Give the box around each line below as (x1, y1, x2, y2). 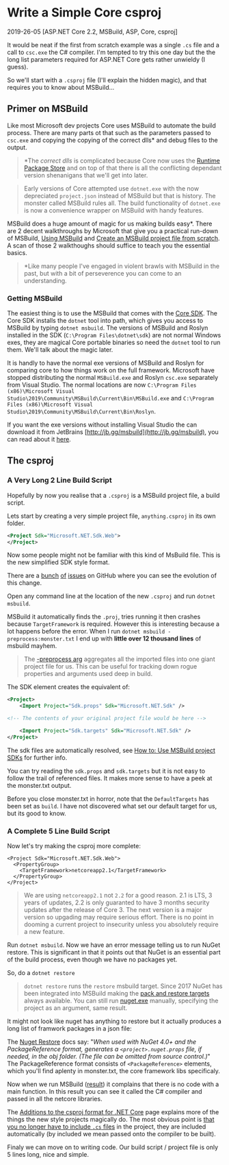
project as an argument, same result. (23, 1004, 128, 1012)
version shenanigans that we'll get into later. (23, 171, 148, 179)
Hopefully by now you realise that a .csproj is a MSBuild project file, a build (7, 491, 220, 499)
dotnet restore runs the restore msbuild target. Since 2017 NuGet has (23, 982, 223, 990)
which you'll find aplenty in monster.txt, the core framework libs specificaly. (7, 1067, 220, 1075)
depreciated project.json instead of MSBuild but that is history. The (23, 191, 216, 200)
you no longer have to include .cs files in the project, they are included (7, 1122, 206, 1131)
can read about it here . (7, 435, 72, 444)
